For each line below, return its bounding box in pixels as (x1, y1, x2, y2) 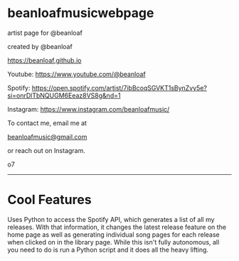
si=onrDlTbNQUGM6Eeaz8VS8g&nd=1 (7, 91, 121, 100)
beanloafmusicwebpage (7, 5, 154, 21)
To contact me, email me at (7, 119, 87, 127)
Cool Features (7, 192, 92, 208)
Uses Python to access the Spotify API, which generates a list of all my (7, 215, 215, 223)
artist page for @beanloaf (7, 28, 83, 37)
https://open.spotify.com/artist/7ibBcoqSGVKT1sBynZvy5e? (31, 83, 208, 92)
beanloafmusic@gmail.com (7, 132, 87, 141)
